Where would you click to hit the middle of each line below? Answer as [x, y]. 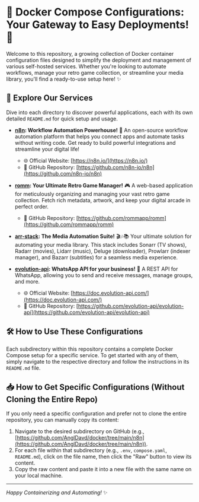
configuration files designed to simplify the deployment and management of [99, 60]
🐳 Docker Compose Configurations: [95, 12]
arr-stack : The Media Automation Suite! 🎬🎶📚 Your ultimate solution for [103, 236]
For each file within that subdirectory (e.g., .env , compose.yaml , [91, 450]
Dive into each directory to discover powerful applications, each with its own [99, 112]
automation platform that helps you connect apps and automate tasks [99, 136]
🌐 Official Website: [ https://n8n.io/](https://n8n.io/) [86, 160]
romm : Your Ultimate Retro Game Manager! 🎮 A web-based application [104, 185]
